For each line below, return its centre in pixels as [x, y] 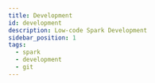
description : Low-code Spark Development [78, 30]
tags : [17, 45]
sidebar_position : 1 [43, 38]
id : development [35, 23]
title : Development [41, 15]
